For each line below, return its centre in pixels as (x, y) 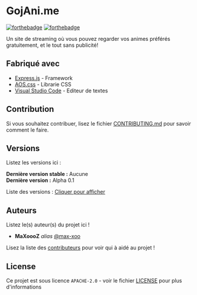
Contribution (30, 109)
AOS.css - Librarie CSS (43, 84)
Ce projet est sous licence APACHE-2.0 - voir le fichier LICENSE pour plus (94, 280)
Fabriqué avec (33, 64)
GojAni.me (33, 11)
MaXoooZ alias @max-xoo (48, 236)
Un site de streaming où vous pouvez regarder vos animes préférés (88, 39)
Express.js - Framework (43, 78)
